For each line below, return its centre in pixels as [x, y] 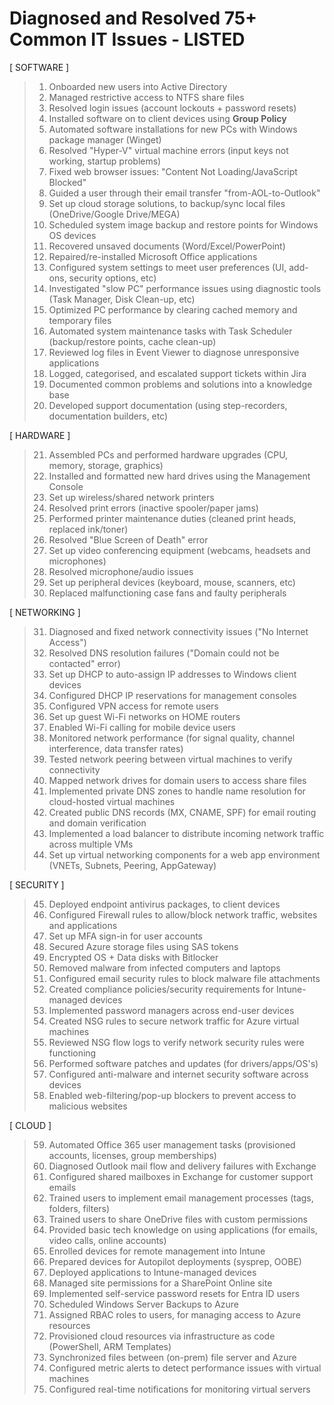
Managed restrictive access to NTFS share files [146, 97]
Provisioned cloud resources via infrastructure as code [162, 1336]
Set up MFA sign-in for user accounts [126, 936]
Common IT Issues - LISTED [127, 39]
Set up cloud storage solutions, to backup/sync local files [167, 203]
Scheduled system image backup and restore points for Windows [183, 224]
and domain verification [97, 823]
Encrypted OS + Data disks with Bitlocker [133, 957]
